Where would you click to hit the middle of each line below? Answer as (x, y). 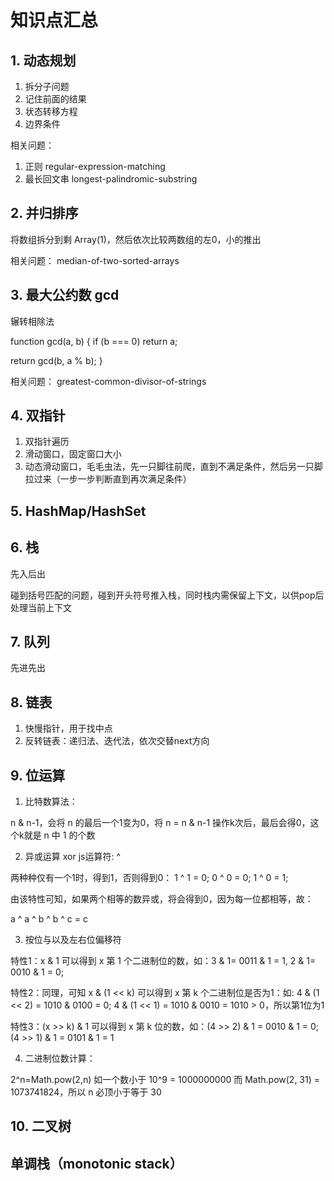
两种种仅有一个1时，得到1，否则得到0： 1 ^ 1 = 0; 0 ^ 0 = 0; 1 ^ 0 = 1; (149, 878)
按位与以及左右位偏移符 (73, 940)
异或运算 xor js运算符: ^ (73, 857)
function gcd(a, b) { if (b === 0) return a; (94, 341)
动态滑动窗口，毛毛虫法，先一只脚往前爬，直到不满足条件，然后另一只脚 (173, 467)
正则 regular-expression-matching (95, 166)
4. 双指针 (38, 416)
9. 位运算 (38, 775)
